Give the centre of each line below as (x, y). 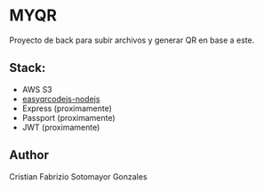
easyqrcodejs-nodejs (61, 99)
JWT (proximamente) (61, 127)
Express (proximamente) (67, 108)
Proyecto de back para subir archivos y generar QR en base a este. (132, 40)
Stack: (28, 68)
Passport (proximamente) (68, 117)
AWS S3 (37, 89)
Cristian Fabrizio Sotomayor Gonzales (79, 176)
